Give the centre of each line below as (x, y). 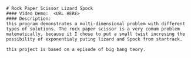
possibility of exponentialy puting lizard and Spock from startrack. (94, 39)
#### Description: (29, 19)
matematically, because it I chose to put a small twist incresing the (95, 34)
